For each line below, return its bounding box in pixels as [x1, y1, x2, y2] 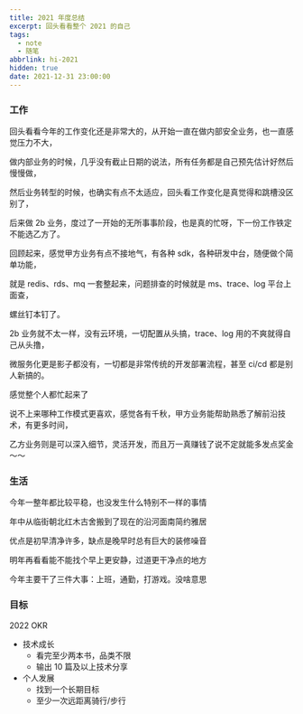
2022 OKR [9, 620, 48, 631]
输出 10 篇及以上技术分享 [35, 661, 128, 672]
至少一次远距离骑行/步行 [35, 695, 126, 706]
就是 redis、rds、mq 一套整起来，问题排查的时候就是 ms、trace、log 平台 [9, 278, 284, 289]
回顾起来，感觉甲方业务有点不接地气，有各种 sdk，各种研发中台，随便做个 [9, 248, 286, 258]
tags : [9, 30, 30, 39]
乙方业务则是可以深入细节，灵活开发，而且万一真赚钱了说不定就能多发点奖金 [9, 439, 294, 450]
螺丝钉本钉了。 [9, 309, 65, 320]
